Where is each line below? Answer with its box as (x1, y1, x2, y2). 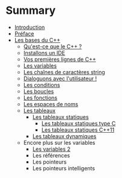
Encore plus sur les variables (23, 139, 95, 146)
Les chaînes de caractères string (23, 68, 105, 75)
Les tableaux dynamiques (32, 132, 97, 139)
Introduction (14, 24, 45, 31)
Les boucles (23, 87, 54, 95)
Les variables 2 (32, 145, 71, 153)
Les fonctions (23, 94, 58, 101)
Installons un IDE (23, 49, 66, 56)
